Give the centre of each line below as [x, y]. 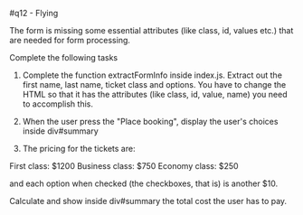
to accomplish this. [57, 104]
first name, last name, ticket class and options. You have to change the [154, 84]
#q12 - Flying [34, 13]
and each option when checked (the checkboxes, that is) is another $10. [144, 183]
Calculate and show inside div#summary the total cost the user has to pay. [148, 201]
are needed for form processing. [70, 40]
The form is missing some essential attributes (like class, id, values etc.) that [151, 30]
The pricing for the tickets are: [79, 149]
